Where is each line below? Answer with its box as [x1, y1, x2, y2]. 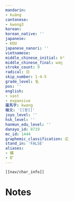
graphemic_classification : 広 [5, 136, 69, 142]
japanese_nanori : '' [5, 46, 50, 51]
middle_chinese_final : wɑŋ [5, 60, 63, 65]
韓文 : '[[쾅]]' [5, 108, 35, 113]
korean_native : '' [5, 31, 44, 36]
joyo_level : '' [5, 112, 38, 118]
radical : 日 [5, 70, 30, 75]
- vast [5, 93, 19, 98]
